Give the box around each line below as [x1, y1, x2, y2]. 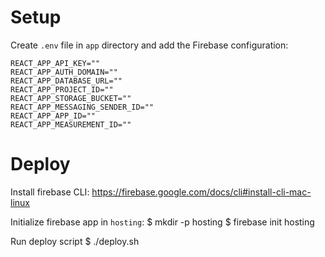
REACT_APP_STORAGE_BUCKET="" [10, 93, 132, 103]
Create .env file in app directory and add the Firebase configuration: [10, 39, 289, 51]
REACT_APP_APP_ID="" [10, 111, 97, 121]
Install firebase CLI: [10, 186, 90, 198]
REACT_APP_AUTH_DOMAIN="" [10, 67, 118, 77]
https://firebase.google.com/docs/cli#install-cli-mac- [91, 186, 312, 198]
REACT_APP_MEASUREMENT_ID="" [10, 119, 132, 130]
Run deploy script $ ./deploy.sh [10, 235, 140, 247]
